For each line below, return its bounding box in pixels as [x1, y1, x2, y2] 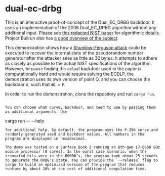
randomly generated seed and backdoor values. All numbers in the [5, 132, 145, 136]
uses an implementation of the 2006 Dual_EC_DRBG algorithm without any [5, 24, 157, 30]
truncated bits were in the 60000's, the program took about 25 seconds [5, 153, 158, 158]
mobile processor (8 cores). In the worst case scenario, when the [5, 149, 147, 154]
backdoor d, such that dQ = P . [5, 81, 66, 87]
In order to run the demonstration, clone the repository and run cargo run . [5, 91, 156, 97]
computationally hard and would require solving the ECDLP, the [5, 71, 134, 77]
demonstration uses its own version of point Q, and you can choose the [5, 76, 151, 82]
